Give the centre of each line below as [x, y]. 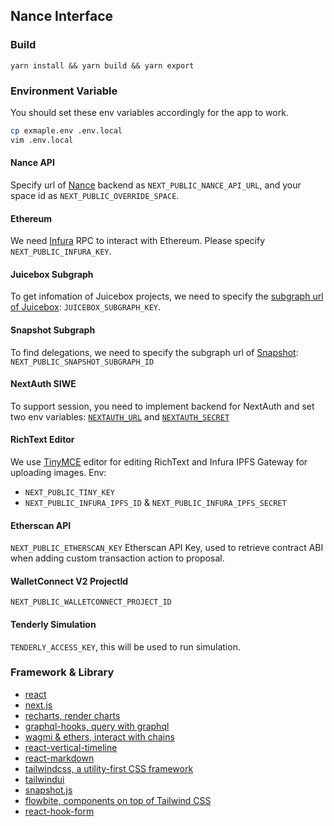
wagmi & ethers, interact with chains [99, 736]
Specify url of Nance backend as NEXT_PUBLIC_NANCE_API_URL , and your [156, 185]
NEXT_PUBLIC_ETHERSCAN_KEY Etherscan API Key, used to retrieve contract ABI [167, 548]
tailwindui [44, 779]
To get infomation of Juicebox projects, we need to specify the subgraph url [167, 296]
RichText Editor [42, 440]
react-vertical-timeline [71, 747]
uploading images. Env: [58, 472]
